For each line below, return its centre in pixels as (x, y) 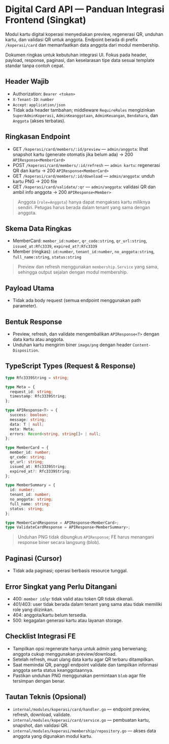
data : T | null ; (27, 424)
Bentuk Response (34, 322)
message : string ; (28, 420)
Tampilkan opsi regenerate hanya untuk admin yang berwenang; (80, 649)
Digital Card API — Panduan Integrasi (85, 9)
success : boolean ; (29, 415)
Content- (142, 345)
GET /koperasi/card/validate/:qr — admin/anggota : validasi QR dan (84, 187)
